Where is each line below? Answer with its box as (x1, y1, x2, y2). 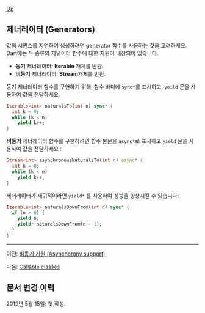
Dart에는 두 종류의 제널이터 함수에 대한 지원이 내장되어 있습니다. (6, 49, 159, 57)
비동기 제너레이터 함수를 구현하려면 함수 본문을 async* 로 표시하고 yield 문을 (6, 138, 188, 145)
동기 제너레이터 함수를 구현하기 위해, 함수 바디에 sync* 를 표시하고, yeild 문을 (6, 83, 190, 90)
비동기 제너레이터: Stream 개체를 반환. (15, 70, 106, 77)
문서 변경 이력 (6, 282, 55, 293)
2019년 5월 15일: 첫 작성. (6, 300, 66, 307)
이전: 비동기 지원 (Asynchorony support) (6, 250, 106, 257)
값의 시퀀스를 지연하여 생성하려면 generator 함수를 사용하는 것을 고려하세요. (6, 42, 187, 49)
